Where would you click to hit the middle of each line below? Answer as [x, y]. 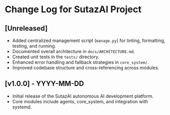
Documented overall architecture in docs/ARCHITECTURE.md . [73, 51]
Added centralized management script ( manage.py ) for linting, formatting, [89, 40]
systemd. [22, 107]
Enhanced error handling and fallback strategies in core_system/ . [80, 62]
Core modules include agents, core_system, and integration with [80, 101]
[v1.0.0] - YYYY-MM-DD [44, 84]
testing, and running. [34, 46]
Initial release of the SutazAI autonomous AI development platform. [83, 96]
